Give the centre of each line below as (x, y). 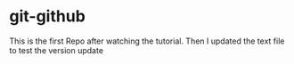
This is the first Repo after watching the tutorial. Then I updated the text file (147, 41)
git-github (48, 16)
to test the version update (57, 50)
